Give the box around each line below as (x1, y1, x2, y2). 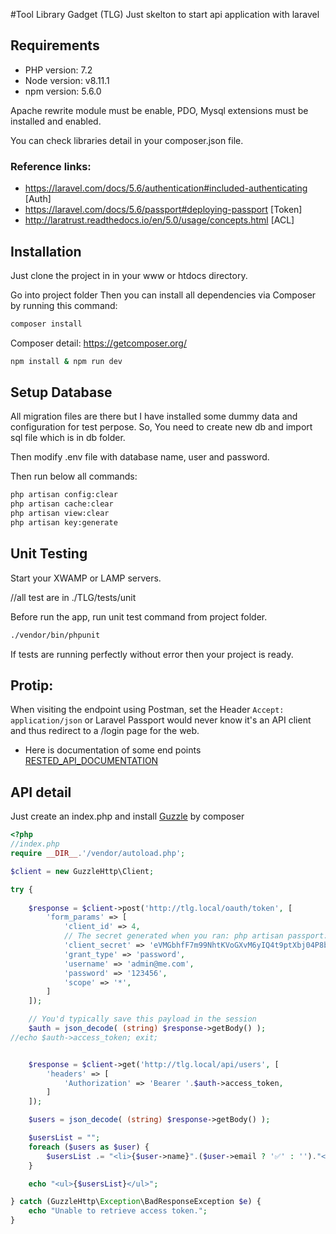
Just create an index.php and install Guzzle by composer (10, 810, 245, 823)
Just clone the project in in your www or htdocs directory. (10, 269, 248, 281)
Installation (10, 243, 82, 260)
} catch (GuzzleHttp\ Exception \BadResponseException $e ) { (10, 1197, 262, 1207)
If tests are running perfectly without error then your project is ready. (10, 648, 294, 660)
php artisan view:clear (10, 509, 110, 519)
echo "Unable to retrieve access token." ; (28, 1206, 208, 1216)
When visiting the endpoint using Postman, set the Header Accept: (10, 704, 285, 716)
